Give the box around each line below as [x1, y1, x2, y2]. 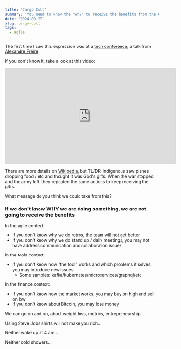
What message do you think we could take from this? [5, 193, 112, 199]
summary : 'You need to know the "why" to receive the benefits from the [5, 12, 156, 17]
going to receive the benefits [5, 211, 75, 218]
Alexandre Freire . [5, 48, 40, 54]
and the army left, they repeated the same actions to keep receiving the [5, 179, 149, 184]
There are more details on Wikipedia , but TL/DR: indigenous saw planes [5, 168, 149, 174]
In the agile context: [5, 223, 45, 229]
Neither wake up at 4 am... [5, 330, 59, 336]
